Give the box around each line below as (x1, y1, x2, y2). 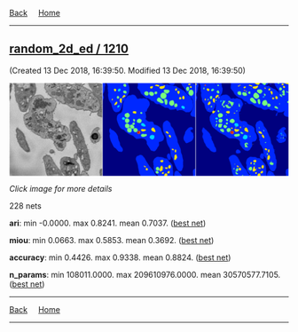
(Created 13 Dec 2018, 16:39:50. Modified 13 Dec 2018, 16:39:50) (9, 65, 247, 75)
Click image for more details (9, 183, 113, 194)
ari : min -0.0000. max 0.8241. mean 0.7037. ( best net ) (9, 217, 207, 228)
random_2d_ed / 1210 (9, 42, 129, 57)
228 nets (9, 200, 42, 211)
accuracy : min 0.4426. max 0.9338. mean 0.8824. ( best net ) (9, 252, 231, 263)
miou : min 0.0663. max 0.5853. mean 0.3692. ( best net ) (9, 234, 215, 245)
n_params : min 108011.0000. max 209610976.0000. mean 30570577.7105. (9, 269, 281, 280)
